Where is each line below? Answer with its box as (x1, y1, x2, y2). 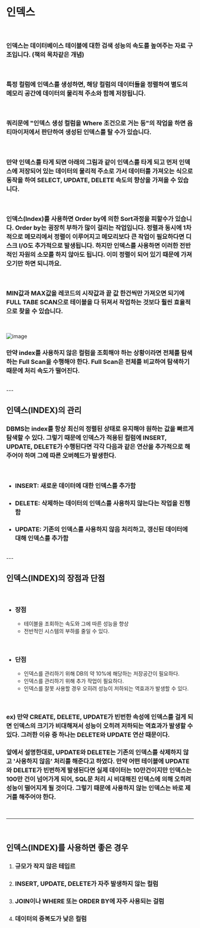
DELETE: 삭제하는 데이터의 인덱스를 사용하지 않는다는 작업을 (14, 499, 178, 507)
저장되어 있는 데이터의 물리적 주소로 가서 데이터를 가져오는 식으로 (18, 167, 193, 175)
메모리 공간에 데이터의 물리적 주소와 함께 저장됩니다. (6, 89, 146, 98)
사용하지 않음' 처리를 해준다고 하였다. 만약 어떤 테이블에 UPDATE (15, 757, 190, 765)
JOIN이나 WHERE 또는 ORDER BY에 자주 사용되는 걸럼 (14, 897, 165, 905)
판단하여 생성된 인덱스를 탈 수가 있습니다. (41, 128, 152, 136)
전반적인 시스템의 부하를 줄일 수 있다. (23, 627, 110, 634)
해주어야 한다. (18, 793, 57, 801)
